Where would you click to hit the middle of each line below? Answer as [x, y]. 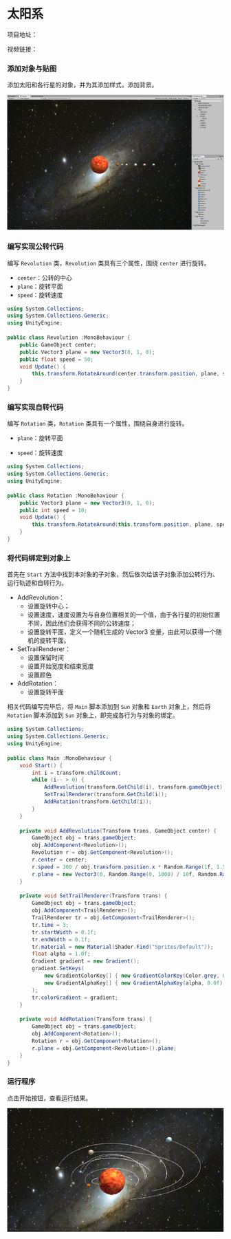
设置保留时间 [45, 658]
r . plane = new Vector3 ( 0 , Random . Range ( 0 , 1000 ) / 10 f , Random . [126, 874]
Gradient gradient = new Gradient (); [86, 961]
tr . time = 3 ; [51, 925]
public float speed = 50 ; [57, 359]
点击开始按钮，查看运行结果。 [49, 1098]
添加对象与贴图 [32, 68]
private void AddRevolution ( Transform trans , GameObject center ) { [118, 831]
